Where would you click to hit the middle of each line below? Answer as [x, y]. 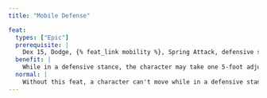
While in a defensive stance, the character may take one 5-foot [133, 67]
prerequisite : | [42, 45]
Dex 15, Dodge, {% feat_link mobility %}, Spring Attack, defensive [138, 53]
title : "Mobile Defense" [49, 16]
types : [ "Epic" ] [42, 37]
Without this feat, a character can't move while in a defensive [133, 82]
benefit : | [33, 60]
